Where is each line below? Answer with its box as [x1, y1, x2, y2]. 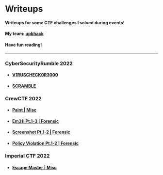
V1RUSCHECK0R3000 [12, 72, 58, 78]
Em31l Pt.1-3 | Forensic [12, 118, 59, 124]
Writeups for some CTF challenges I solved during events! [5, 19, 125, 25]
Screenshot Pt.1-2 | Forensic [12, 129, 70, 135]
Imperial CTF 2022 [5, 152, 50, 159]
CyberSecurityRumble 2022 [5, 60, 73, 66]
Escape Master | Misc [12, 164, 57, 170]
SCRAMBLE [12, 83, 36, 89]
